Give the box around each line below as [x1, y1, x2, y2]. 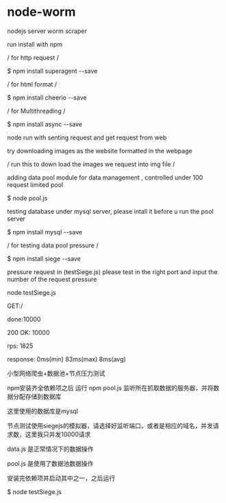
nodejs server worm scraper [7, 27, 87, 35]
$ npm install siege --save [7, 254, 81, 262]
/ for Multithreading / [7, 107, 66, 115]
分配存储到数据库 [12, 392, 62, 401]
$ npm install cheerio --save [7, 93, 87, 102]
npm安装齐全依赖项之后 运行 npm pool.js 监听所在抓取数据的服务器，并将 [7, 383, 214, 392]
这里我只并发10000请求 [25, 430, 91, 438]
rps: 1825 [7, 342, 34, 350]
